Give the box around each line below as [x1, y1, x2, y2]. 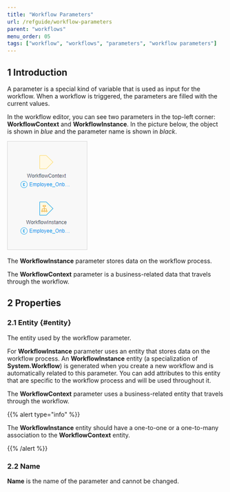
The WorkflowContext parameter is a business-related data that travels [7, 270, 211, 278]
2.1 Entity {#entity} [7, 318, 72, 328]
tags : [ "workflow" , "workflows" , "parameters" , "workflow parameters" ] [7, 40, 217, 47]
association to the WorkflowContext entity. [7, 431, 131, 439]
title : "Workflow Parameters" [7, 11, 94, 18]
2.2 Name [7, 461, 41, 471]
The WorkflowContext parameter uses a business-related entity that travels [7, 389, 224, 398]
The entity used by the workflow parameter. [7, 334, 132, 342]
